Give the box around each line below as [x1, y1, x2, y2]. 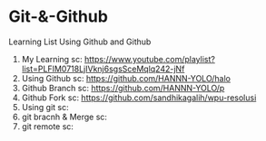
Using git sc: [21, 101, 69, 112]
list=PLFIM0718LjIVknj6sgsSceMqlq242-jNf [21, 63, 185, 74]
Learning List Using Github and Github [8, 36, 152, 47]
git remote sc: [21, 120, 74, 132]
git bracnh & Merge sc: [21, 111, 108, 122]
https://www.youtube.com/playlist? [84, 53, 215, 64]
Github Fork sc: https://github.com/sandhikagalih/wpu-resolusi [21, 92, 257, 103]
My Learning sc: [21, 53, 83, 64]
